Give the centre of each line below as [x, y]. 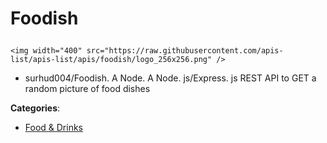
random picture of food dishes [87, 89]
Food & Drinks [54, 128]
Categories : [35, 108]
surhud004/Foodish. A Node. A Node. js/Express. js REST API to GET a [170, 78]
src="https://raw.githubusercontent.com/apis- [185, 51]
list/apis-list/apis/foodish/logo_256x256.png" [111, 60]
